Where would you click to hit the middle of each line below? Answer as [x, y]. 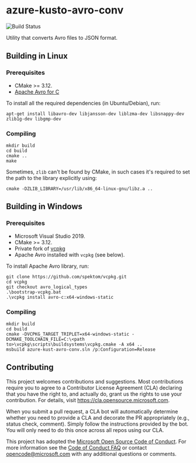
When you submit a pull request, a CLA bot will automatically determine [92, 411]
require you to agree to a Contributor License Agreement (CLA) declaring [94, 388]
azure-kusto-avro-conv [65, 10]
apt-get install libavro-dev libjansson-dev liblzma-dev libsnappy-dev [95, 114]
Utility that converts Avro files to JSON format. [62, 37]
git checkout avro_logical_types [47, 287]
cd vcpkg [17, 282]
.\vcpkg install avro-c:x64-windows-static [60, 297]
